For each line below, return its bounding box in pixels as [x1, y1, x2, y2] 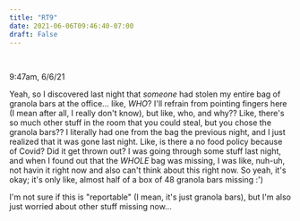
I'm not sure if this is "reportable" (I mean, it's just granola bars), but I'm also [9, 191, 292, 202]
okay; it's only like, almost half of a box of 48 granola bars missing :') [9, 174, 264, 185]
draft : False [9, 30, 58, 38]
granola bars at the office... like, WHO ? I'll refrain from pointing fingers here [9, 98, 288, 109]
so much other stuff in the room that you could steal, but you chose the [9, 117, 271, 128]
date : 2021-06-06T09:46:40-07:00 [9, 21, 134, 30]
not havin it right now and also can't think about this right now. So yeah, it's [9, 165, 287, 175]
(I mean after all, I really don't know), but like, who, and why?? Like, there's [9, 108, 285, 119]
